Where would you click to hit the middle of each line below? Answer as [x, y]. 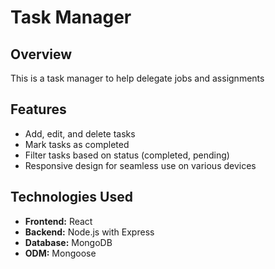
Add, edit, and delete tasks [80, 133]
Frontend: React [58, 221]
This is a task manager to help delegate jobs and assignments [137, 78]
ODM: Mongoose [60, 253]
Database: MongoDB [68, 242]
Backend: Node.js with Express [89, 232]
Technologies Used [71, 197]
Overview [41, 54]
